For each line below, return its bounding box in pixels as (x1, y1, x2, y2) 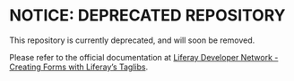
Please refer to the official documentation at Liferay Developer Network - (9, 52, 279, 62)
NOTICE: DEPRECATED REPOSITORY (9, 5, 286, 26)
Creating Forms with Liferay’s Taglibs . (9, 61, 149, 72)
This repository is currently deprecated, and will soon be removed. (9, 35, 255, 45)
